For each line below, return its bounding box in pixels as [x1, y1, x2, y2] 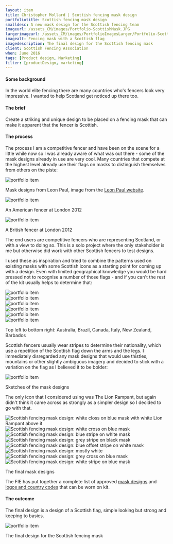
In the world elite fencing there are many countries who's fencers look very [5, 87, 165, 94]
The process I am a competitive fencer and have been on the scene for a [5, 145, 160, 151]
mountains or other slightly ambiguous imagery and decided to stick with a [5, 358, 164, 364]
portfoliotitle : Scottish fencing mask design [5, 17, 107, 22]
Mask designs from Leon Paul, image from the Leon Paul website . [5, 186, 145, 193]
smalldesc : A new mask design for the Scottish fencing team [5, 22, 140, 27]
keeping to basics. [5, 513, 44, 519]
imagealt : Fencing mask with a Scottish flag [5, 37, 105, 42]
